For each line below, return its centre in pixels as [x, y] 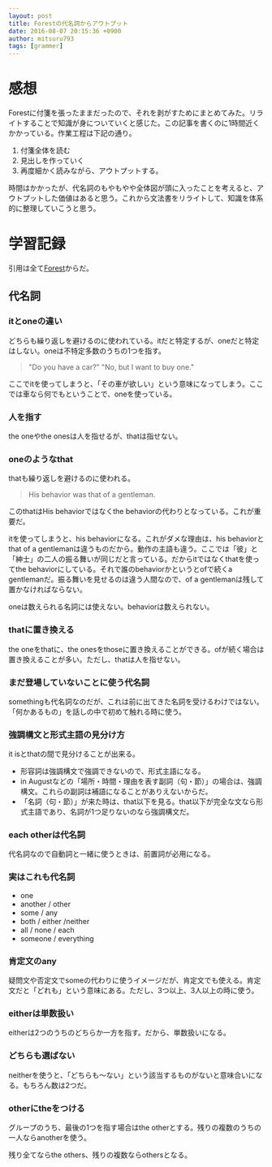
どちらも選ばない [42, 1056]
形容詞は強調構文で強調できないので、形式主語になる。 [112, 772]
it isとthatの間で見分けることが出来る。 [74, 754]
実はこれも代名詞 [42, 877]
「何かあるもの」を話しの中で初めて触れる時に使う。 [97, 711]
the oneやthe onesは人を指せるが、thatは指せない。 [95, 436]
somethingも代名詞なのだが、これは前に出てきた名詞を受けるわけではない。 [136, 701]
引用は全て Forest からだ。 [51, 268]
